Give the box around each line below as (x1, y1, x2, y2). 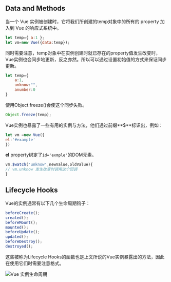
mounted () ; (5, 224, 29, 230)
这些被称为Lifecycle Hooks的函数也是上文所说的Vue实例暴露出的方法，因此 (5, 254, 165, 260)
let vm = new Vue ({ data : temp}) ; (5, 40, 70, 45)
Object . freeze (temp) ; (5, 112, 52, 117)
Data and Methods (5, 4, 66, 13)
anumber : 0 (14, 87, 36, 92)
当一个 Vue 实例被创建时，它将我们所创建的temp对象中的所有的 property (5, 18, 159, 25)
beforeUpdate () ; (5, 230, 40, 235)
